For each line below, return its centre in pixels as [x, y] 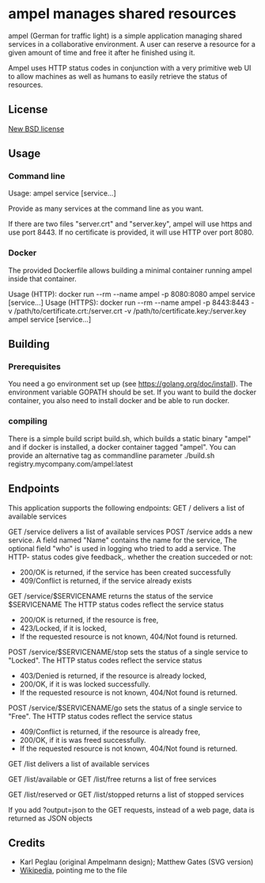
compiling [28, 421]
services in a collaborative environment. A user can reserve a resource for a [132, 44]
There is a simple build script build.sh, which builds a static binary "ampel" [130, 438]
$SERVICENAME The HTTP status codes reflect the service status [116, 604]
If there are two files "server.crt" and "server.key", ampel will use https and [130, 224]
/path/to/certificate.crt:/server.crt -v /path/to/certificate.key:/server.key [130, 310]
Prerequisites [34, 367]
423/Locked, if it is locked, [63, 628]
